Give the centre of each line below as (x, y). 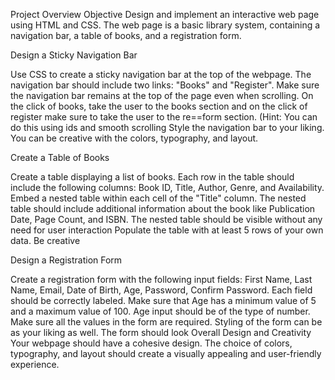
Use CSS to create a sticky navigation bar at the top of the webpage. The (161, 74)
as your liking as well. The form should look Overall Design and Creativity (161, 332)
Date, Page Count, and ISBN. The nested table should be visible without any (166, 219)
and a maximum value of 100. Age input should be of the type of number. (160, 311)
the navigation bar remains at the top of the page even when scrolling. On (162, 95)
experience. (35, 364)
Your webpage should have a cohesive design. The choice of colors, (151, 343)
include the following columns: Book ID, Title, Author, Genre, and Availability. (167, 187)
